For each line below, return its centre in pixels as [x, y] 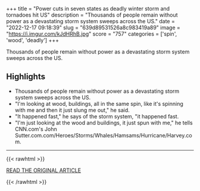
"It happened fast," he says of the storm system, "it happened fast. [97, 116]
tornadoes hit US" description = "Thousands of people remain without [92, 15]
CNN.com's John [36, 129]
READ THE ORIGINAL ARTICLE [44, 170]
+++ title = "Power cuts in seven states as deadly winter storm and [88, 9]
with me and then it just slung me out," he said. [72, 110]
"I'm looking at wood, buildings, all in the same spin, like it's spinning [99, 104]
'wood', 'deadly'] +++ [33, 40]
